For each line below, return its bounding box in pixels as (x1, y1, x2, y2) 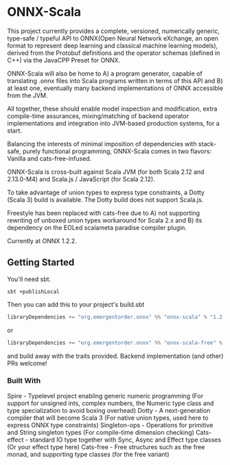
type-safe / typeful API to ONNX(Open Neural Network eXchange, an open (7, 34, 218, 42)
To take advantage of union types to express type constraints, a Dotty (7, 188, 205, 196)
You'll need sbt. (7, 275, 51, 283)
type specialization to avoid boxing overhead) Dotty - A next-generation (7, 406, 211, 414)
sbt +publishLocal (7, 288, 60, 295)
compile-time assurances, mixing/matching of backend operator (7, 111, 189, 120)
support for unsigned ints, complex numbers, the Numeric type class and (7, 399, 214, 407)
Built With (7, 376, 41, 385)
